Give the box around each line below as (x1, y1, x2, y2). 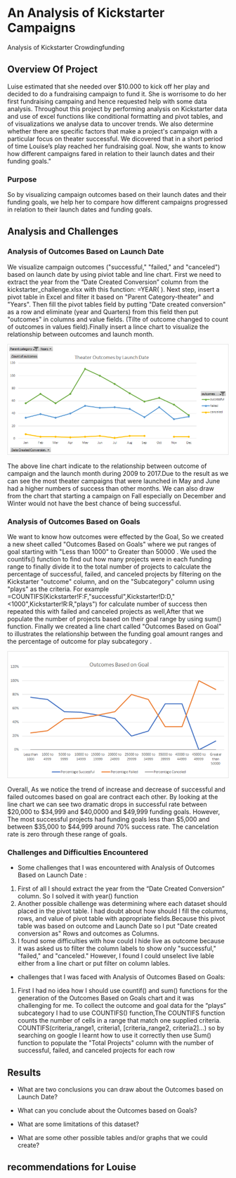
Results (7, 1066, 41, 1078)
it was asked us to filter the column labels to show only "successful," (17, 944, 216, 953)
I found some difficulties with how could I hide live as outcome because (17, 937, 225, 945)
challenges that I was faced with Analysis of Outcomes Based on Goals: (17, 973, 225, 981)
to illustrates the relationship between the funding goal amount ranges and (7, 630, 223, 638)
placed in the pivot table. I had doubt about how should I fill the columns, (17, 907, 228, 915)
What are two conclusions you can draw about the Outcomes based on (17, 1085, 223, 1094)
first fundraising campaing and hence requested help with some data (7, 97, 207, 105)
